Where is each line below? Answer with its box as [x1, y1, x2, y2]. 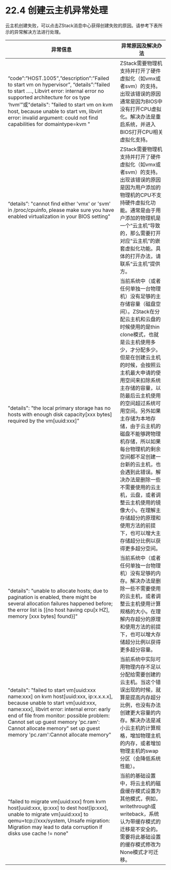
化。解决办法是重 [120, 113, 161, 120]
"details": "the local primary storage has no [8, 404, 111, 412]
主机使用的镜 [130, 499, 161, 506]
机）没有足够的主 [120, 292, 161, 300]
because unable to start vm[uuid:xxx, [8, 699, 97, 706]
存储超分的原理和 [120, 514, 161, 521]
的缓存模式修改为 [120, 841, 161, 848]
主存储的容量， [120, 384, 156, 391]
